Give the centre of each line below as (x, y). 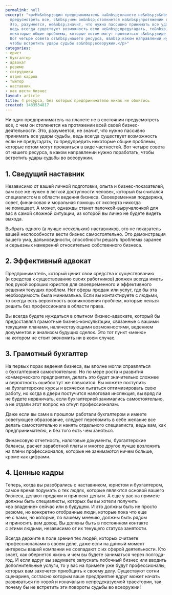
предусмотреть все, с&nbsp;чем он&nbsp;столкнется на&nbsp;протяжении (87, 19)
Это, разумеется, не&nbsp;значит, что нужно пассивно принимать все (84, 24)
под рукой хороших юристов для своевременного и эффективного (79, 284)
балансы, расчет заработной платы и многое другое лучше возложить (83, 446)
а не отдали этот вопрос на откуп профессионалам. (62, 404)
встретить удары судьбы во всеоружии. (49, 158)
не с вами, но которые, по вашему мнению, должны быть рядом (76, 518)
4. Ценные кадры (35, 472)
